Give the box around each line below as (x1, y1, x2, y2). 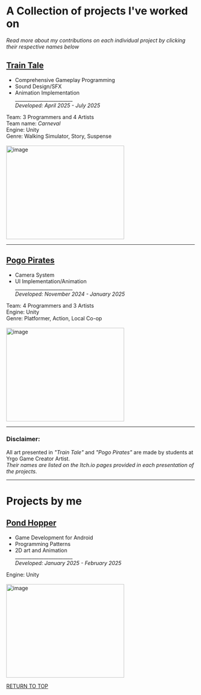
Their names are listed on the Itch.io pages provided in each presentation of (6, 461, 194, 468)
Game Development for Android (14, 534, 94, 541)
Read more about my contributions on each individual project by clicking (6, 37, 185, 44)
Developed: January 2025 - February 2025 (14, 559, 121, 566)
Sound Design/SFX (14, 83, 62, 90)
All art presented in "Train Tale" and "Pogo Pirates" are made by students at (6, 448, 193, 456)
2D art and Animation (14, 547, 68, 554)
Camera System (14, 271, 55, 278)
